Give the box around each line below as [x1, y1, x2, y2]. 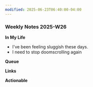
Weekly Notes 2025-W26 [5, 23, 67, 30]
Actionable [5, 77, 28, 83]
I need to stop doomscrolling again [12, 49, 82, 55]
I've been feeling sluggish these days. [12, 43, 89, 49]
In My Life [5, 34, 26, 40]
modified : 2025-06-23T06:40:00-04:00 [5, 7, 82, 12]
